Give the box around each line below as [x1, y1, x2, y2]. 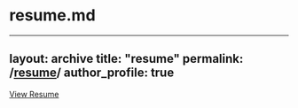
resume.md [9, 5, 96, 26]
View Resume [9, 89, 59, 99]
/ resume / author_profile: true [9, 66, 175, 81]
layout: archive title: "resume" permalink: [9, 51, 244, 66]
